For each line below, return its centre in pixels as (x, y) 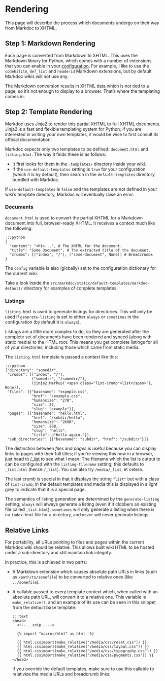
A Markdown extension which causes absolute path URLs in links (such (84, 572)
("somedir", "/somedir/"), (59, 379)
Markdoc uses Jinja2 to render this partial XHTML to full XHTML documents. (83, 124)
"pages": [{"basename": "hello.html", (47, 413)
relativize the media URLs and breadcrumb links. (61, 674)
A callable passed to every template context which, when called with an (85, 591)
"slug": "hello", (49, 431)
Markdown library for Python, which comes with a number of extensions (78, 61)
